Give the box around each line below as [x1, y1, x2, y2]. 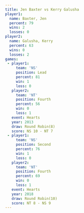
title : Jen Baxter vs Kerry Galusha [5, 7, 79, 12]
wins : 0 [9, 47, 25, 52]
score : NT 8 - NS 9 [11, 200, 51, 206]
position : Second [16, 142, 51, 147]
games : [5, 57, 18, 61]
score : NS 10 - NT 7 [11, 129, 53, 134]
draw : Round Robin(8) [11, 124, 55, 129]
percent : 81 [16, 75, 40, 79]
